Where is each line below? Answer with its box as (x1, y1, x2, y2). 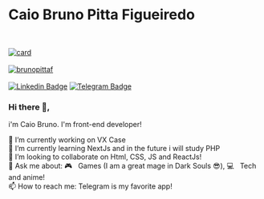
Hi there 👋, (8, 101, 51, 113)
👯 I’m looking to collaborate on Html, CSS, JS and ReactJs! (8, 152, 202, 161)
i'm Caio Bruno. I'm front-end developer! (8, 120, 142, 129)
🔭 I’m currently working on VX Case (8, 135, 126, 145)
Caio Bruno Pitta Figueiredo (8, 6, 195, 24)
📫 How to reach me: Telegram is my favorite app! (8, 181, 173, 191)
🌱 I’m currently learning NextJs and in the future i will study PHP (8, 144, 221, 153)
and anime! (8, 173, 46, 182)
